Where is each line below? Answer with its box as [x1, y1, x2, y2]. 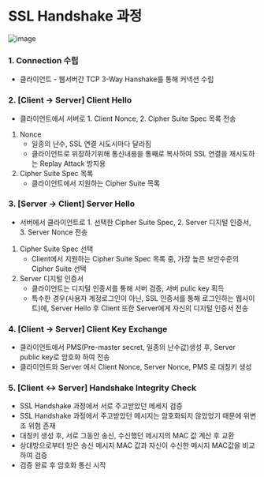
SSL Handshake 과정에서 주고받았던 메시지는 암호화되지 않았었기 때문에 [19, 411, 242, 421]
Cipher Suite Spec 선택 [19, 244, 94, 254]
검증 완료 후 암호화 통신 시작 [19, 460, 106, 470]
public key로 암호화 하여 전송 [19, 352, 110, 362]
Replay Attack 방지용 [39, 159, 106, 168]
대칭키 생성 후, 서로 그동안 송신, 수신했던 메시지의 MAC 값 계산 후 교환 [19, 431, 235, 441]
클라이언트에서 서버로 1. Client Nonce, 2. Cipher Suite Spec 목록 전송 [19, 114, 236, 123]
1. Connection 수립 [8, 54, 79, 66]
